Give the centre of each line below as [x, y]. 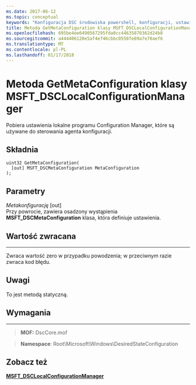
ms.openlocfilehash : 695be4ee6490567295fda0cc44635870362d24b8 [85, 33]
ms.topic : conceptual [32, 17]
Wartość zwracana [41, 236]
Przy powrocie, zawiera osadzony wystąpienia [62, 212]
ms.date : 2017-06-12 [31, 11]
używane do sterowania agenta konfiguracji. [59, 131]
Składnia [22, 149]
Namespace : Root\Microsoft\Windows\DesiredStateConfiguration [99, 343]
